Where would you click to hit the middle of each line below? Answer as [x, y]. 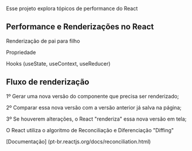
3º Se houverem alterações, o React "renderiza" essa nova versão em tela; [96, 119]
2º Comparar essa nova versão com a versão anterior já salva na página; [94, 107]
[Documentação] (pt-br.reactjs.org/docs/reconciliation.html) [78, 141]
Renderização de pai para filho [43, 41]
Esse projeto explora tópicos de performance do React [72, 8]
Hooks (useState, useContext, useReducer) [58, 63]
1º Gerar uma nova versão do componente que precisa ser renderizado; [92, 96]
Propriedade [21, 52]
